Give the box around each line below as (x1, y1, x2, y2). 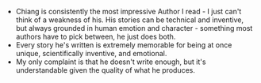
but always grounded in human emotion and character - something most (15, 24, 253, 32)
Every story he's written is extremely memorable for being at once (15, 40, 232, 50)
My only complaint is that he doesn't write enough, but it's (15, 57, 206, 66)
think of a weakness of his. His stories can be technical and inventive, (15, 15, 244, 25)
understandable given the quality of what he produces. (15, 66, 196, 74)
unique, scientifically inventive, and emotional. (15, 49, 167, 58)
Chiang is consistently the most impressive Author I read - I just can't (15, 7, 242, 16)
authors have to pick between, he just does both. (15, 32, 176, 41)
